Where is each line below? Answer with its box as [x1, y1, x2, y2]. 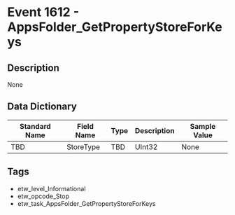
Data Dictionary [7, 101, 77, 113]
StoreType [66, 141, 100, 151]
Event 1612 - [7, 4, 79, 20]
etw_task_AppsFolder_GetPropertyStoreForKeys [17, 199, 156, 207]
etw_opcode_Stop [17, 192, 70, 200]
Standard [20, 121, 51, 131]
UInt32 [135, 141, 158, 151]
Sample [190, 121, 216, 131]
